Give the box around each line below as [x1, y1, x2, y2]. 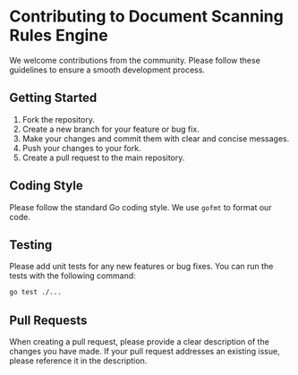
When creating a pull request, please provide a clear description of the [9, 337, 270, 347]
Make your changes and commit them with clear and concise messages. [21, 132, 290, 144]
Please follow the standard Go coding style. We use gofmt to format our [9, 201, 272, 212]
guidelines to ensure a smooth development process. [9, 64, 206, 75]
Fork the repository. [21, 114, 96, 124]
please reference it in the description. [9, 355, 148, 366]
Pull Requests [9, 312, 88, 328]
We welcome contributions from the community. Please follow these [9, 55, 261, 65]
